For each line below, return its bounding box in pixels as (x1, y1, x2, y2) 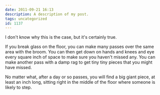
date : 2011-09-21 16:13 (5, 7, 54, 12)
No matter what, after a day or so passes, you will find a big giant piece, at (5, 74, 156, 80)
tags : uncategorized (5, 16, 48, 21)
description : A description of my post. (5, 12, 89, 17)
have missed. (5, 65, 32, 71)
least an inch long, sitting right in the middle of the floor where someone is (5, 79, 156, 85)
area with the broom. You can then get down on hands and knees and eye (5, 49, 155, 55)
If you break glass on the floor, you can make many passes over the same (5, 44, 154, 49)
